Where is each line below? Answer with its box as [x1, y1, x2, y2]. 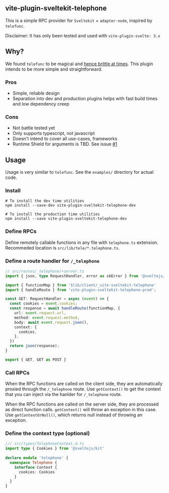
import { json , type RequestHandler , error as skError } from [5, 273, 138, 278]
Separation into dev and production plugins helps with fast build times [12, 95, 157, 102]
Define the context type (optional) [5, 430, 90, 437]
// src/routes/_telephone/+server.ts [5, 269, 84, 274]
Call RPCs [5, 369, 30, 376]
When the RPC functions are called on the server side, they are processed [5, 401, 159, 407]
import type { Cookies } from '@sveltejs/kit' [5, 446, 105, 451]
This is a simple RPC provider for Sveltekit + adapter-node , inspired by [5, 17, 152, 23]
